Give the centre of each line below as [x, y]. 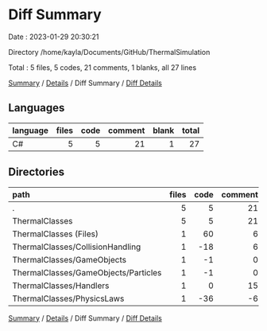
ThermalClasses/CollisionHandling [77, 247]
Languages [37, 108]
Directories [37, 172]
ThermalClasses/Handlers [61, 286]
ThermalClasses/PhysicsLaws [68, 298]
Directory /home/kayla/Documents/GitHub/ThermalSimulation [109, 52]
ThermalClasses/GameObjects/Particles [87, 272]
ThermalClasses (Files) [56, 234]
